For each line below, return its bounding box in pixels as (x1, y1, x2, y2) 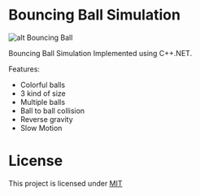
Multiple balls (20, 97, 66, 107)
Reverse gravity (20, 114, 73, 124)
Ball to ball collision (20, 106, 85, 115)
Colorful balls (20, 80, 66, 89)
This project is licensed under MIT (8, 178, 124, 188)
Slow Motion (20, 123, 63, 133)
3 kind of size (20, 88, 67, 98)
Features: (8, 63, 41, 74)
